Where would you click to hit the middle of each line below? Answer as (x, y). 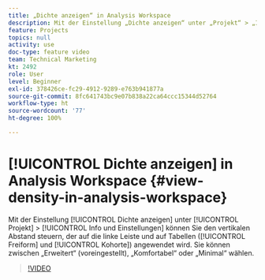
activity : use (32, 45)
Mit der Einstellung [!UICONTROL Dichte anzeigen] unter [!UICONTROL (123, 219)
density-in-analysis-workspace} (118, 198)
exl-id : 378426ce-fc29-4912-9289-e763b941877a (86, 89)
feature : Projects (38, 30)
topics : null (30, 37)
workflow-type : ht (38, 103)
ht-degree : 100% (35, 118)
